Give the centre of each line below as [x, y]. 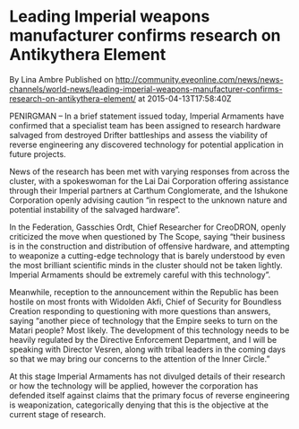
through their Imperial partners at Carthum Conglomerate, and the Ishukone [149, 190]
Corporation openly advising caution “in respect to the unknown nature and [149, 200]
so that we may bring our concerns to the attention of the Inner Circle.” [140, 359]
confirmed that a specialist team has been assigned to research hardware [145, 125]
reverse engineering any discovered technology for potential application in [146, 144]
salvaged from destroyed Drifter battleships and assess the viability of [139, 135]
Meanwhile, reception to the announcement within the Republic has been [144, 292]
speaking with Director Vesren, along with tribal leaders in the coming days [148, 349]
